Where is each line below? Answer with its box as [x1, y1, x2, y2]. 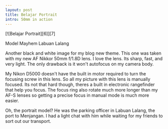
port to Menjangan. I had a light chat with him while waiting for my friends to [5, 113, 163, 119]
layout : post [5, 7, 33, 13]
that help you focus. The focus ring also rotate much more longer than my [5, 87, 158, 93]
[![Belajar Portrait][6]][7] [5, 31, 55, 37]
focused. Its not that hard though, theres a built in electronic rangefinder [5, 81, 155, 88]
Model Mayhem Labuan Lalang [5, 40, 69, 47]
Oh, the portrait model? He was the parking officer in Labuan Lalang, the [5, 107, 155, 114]
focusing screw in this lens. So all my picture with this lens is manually [5, 76, 151, 82]
